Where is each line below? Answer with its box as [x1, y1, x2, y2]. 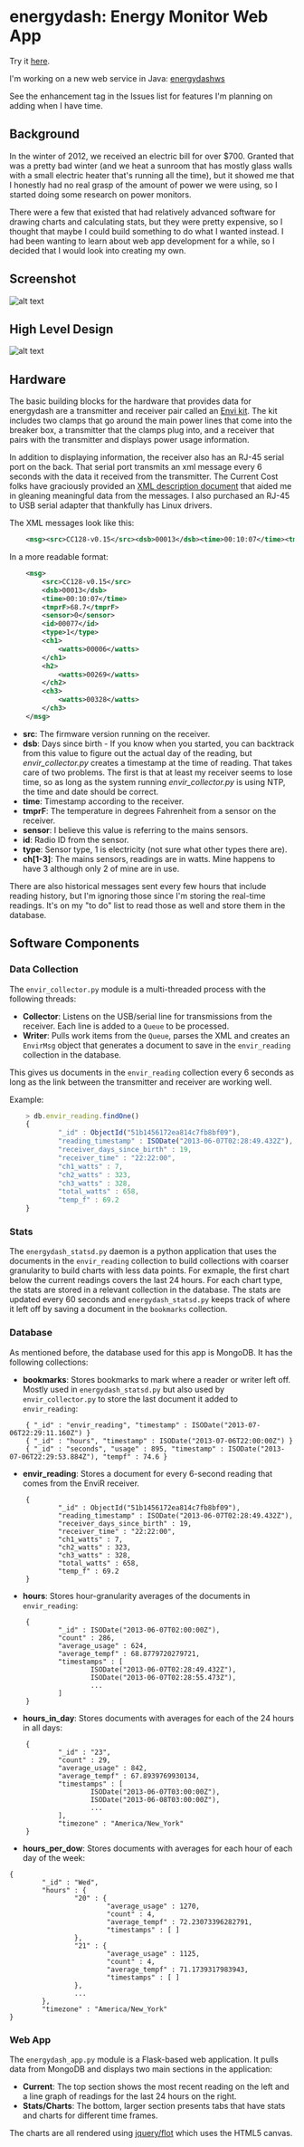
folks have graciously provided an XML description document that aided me [9, 481, 292, 492]
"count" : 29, [57, 1755, 111, 1765]
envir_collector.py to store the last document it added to [22, 1393, 238, 1404]
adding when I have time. [9, 100, 104, 110]
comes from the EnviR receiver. [22, 1478, 140, 1489]
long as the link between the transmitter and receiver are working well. [9, 1076, 272, 1088]
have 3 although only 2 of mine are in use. [22, 863, 180, 874]
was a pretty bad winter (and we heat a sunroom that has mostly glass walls [9, 160, 292, 171]
